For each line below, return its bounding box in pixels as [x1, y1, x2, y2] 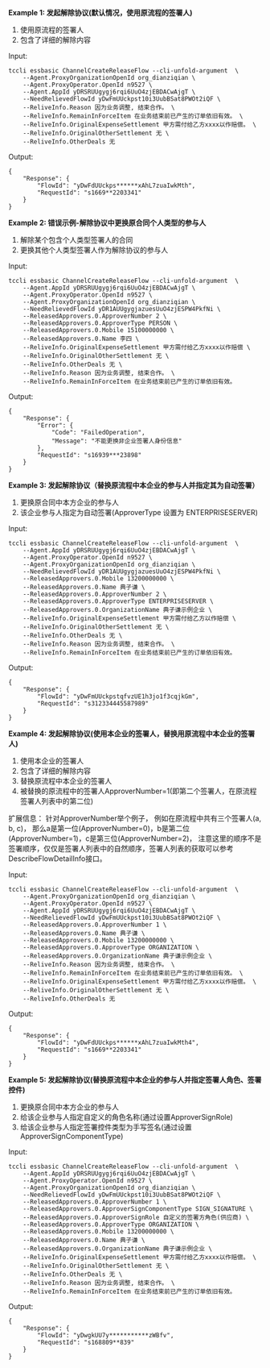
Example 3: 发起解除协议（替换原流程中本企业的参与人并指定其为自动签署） [8, 480, 260, 490]
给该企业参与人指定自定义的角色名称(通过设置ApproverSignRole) [19, 1112, 233, 1121]
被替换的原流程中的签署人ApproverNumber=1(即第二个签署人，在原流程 [19, 786, 257, 796]
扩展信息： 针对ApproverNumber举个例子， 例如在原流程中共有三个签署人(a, [8, 813, 262, 823]
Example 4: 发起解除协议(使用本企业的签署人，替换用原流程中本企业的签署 [8, 729, 256, 738]
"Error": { [37, 422, 74, 430]
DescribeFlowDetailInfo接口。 [8, 854, 107, 863]
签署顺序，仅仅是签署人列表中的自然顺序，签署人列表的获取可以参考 [8, 844, 234, 853]
